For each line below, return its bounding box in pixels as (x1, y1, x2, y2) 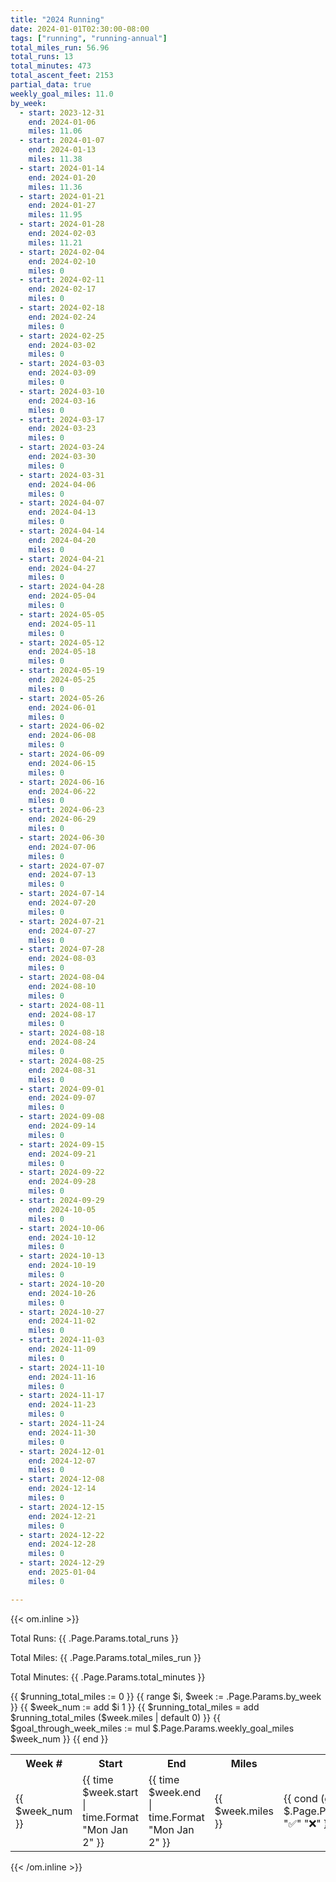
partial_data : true (10, 80, 92, 90)
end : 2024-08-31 (28, 1065, 97, 1075)
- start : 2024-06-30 (19, 832, 105, 843)
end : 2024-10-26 (28, 1288, 97, 1298)
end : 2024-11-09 (28, 1344, 97, 1354)
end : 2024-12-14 (28, 1484, 97, 1494)
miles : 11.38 (28, 154, 83, 164)
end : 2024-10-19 (28, 1261, 97, 1271)
